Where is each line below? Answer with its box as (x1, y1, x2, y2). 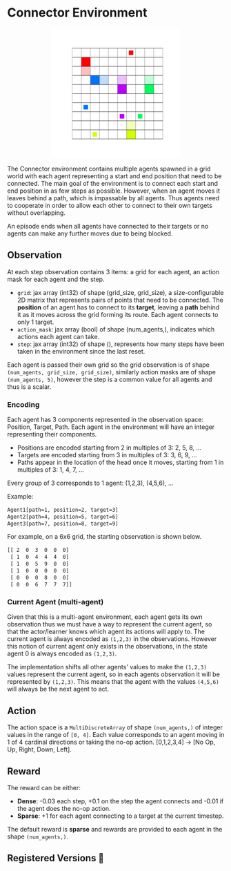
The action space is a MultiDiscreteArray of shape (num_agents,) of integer (7, 723, 223, 731)
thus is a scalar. (7, 382, 52, 391)
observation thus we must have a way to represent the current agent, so (7, 620, 212, 629)
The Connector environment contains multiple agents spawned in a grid (7, 164, 211, 173)
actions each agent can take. (17, 332, 100, 341)
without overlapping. (7, 209, 66, 217)
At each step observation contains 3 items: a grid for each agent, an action (7, 267, 219, 276)
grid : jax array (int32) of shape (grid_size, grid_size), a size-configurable (17, 288, 224, 296)
